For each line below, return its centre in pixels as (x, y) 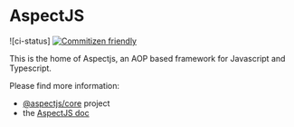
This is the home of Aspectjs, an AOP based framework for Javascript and (147, 58)
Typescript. (31, 68)
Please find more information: (65, 85)
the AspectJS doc (56, 112)
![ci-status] (30, 41)
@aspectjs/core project (66, 103)
